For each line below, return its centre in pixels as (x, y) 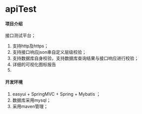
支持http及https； (30, 46)
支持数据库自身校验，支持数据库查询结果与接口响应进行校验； (75, 58)
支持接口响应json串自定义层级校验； (49, 52)
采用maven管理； (30, 106)
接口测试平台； (20, 36)
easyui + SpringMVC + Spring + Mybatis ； (56, 94)
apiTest (21, 9)
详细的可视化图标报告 (34, 65)
